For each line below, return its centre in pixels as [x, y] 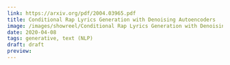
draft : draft [26, 45]
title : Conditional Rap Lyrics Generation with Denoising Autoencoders [111, 20]
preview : [20, 51]
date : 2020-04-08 [32, 32]
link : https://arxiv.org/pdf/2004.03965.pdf [72, 13]
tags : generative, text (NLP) [50, 39]
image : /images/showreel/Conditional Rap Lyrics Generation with [102, 26]
